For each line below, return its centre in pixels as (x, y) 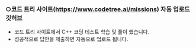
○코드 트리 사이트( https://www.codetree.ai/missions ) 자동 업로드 (98, 9)
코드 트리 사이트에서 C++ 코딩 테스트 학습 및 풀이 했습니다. (82, 32)
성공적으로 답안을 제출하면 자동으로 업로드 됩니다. (71, 39)
